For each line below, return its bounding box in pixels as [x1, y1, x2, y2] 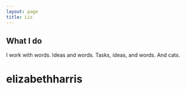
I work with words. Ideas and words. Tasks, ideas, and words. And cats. [6, 51, 180, 59]
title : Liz [6, 14, 33, 20]
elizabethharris [6, 72, 83, 85]
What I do [6, 36, 43, 46]
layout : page [6, 8, 38, 15]
